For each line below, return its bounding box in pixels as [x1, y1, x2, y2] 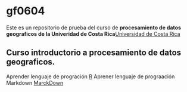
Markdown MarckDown [6, 79, 64, 86]
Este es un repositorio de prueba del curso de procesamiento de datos [6, 24, 182, 31]
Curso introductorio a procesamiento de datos [6, 48, 182, 58]
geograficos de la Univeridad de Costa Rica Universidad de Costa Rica [6, 30, 180, 37]
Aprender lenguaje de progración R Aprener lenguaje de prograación [6, 73, 175, 80]
